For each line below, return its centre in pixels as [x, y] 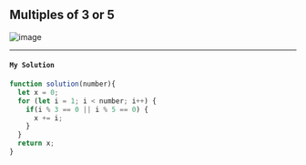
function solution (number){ [63, 84]
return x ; [36, 144]
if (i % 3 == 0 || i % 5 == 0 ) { [87, 109]
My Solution [32, 66]
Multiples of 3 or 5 [62, 15]
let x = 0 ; [38, 92]
